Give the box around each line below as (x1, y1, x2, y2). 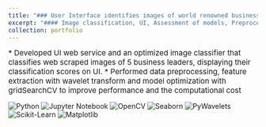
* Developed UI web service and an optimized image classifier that (8, 48, 241, 58)
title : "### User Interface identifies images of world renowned (8, 11, 228, 20)
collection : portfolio (8, 26, 83, 34)
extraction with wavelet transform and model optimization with (8, 76, 227, 87)
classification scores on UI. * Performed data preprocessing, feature (8, 66, 247, 77)
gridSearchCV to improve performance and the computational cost (8, 85, 241, 95)
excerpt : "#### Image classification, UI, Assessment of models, (8, 19, 228, 27)
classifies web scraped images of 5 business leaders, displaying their (8, 57, 251, 68)
